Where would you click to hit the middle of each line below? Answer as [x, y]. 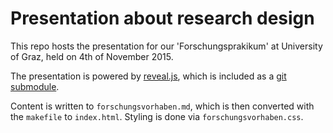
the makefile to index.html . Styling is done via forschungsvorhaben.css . [157, 116]
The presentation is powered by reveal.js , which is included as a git [148, 76]
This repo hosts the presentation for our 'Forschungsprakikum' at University [166, 46]
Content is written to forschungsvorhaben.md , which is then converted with [162, 106]
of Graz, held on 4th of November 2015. [92, 56]
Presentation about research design [162, 18]
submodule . [35, 86]
